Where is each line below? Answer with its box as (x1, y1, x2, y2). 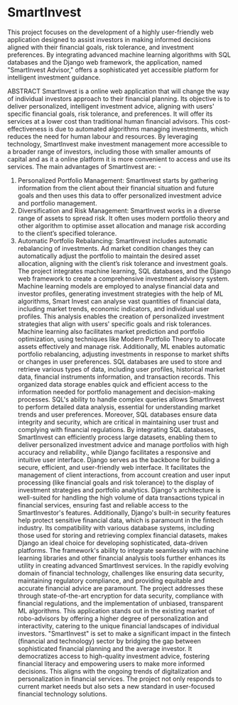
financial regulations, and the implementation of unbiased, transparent (17, 598, 224, 608)
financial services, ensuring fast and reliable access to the (17, 500, 188, 509)
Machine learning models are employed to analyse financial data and (17, 281, 220, 290)
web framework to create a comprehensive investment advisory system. (17, 274, 229, 283)
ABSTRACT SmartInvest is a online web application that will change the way (7, 87, 229, 95)
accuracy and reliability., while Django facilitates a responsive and (17, 448, 211, 456)
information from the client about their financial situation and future (17, 183, 215, 192)
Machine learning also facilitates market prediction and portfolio (17, 327, 205, 335)
